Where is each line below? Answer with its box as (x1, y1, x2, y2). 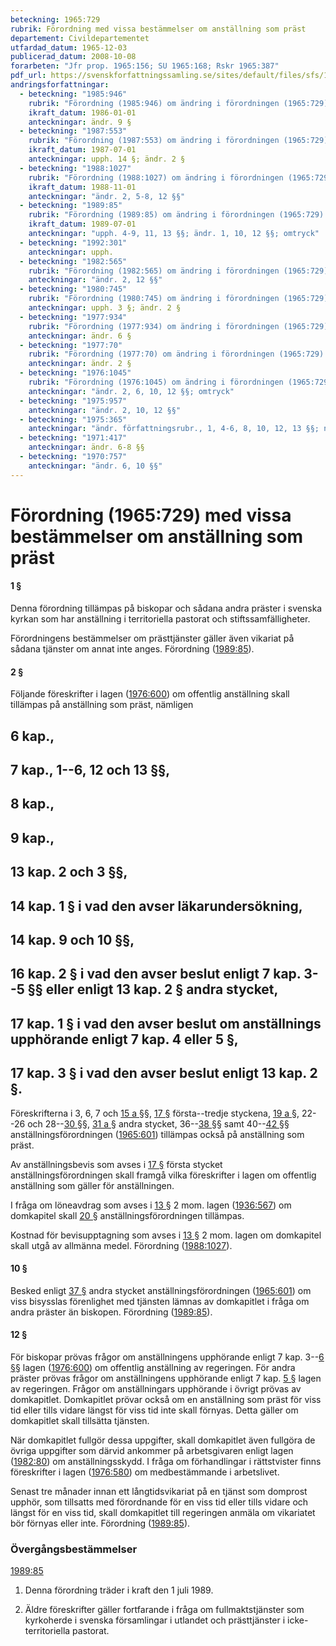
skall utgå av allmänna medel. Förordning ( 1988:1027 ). (10, 1239, 233, 1251)
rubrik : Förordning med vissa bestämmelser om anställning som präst (10, 24, 307, 34)
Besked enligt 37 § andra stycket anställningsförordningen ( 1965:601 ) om (10, 1284, 312, 1296)
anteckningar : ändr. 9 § (28, 117, 132, 127)
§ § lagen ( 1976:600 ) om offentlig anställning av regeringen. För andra (10, 1361, 296, 1373)
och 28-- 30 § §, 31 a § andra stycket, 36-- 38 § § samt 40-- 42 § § (27, 1117, 290, 1130)
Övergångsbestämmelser (10, 1542, 138, 1556)
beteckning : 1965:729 (10, 14, 101, 25)
